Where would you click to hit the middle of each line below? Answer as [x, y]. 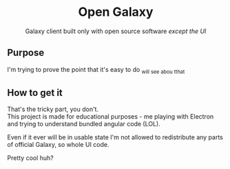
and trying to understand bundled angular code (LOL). [84, 124]
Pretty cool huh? [30, 158]
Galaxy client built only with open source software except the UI [116, 31]
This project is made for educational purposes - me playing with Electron [111, 117]
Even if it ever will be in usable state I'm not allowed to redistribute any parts [115, 137]
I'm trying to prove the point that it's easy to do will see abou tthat [96, 70]
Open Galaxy [116, 12]
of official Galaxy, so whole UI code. [58, 145]
